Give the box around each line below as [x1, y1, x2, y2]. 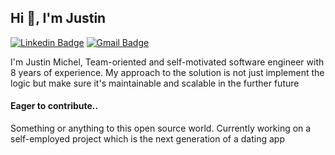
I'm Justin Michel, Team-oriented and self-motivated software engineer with [10, 56, 325, 68]
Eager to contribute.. [10, 100, 99, 112]
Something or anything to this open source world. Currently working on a [10, 122, 312, 135]
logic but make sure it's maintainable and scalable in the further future [10, 77, 300, 89]
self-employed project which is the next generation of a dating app [10, 133, 285, 145]
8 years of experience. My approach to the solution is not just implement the [10, 66, 325, 78]
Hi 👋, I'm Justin [10, 10, 107, 27]
